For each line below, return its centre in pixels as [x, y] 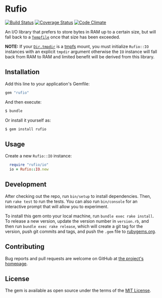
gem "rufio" [17, 93]
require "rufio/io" [29, 165]
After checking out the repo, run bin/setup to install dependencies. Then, [78, 196]
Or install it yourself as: [28, 120]
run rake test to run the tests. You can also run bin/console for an [71, 201]
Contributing [25, 247]
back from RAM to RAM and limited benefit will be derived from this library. [80, 56]
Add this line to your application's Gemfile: [47, 84]
